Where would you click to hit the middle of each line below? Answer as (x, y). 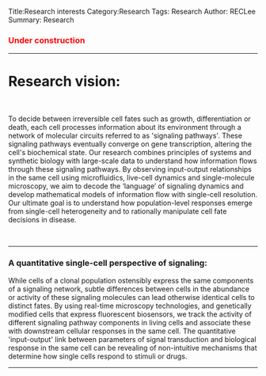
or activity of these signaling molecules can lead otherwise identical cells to (132, 297)
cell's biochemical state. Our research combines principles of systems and (130, 153)
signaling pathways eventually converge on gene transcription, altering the (130, 144)
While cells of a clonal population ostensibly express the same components (131, 280)
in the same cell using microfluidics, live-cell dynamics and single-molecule (131, 178)
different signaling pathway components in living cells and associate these (129, 322)
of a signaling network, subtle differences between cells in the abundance (129, 289)
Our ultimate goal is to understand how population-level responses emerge (131, 203)
